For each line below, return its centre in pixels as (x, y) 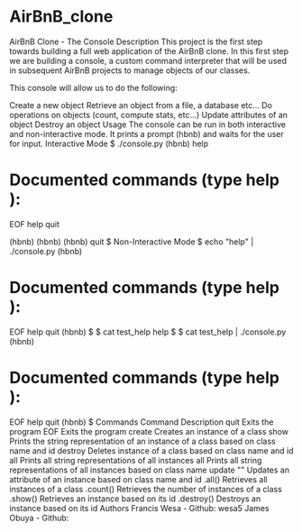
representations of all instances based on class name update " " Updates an (150, 470)
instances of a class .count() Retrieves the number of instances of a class (146, 489)
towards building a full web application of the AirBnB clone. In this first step (149, 50)
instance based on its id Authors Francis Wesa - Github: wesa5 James (139, 508)
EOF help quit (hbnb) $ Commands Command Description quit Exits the (142, 422)
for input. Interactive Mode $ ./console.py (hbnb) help (109, 143)
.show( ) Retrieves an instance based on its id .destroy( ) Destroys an (135, 499)
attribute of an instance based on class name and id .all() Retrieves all (138, 479)
